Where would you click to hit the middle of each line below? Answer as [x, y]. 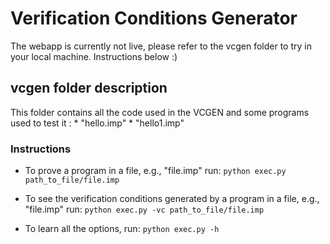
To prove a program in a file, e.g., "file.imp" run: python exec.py [155, 171]
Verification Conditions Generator [154, 18]
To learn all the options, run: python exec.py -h [122, 229]
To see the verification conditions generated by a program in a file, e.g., [172, 199]
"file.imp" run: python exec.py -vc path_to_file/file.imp [144, 209]
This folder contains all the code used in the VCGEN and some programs [160, 112]
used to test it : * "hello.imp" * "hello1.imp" [97, 123]
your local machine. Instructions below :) [94, 56]
